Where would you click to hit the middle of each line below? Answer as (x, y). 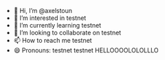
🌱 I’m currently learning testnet (57, 25)
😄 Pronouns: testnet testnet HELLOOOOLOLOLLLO (86, 50)
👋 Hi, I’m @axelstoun (43, 11)
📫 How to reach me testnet (53, 40)
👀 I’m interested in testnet (50, 18)
